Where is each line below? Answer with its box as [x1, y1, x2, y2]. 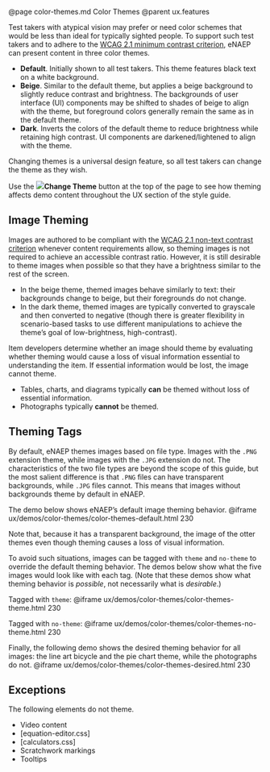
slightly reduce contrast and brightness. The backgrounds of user [19, 89, 239, 99]
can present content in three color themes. [8, 48, 151, 57]
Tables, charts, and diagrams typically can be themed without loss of [19, 384, 250, 394]
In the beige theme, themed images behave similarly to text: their [19, 284, 236, 294]
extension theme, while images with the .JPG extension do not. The [8, 454, 231, 464]
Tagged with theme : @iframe [8, 594, 102, 604]
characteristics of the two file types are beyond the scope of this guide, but [8, 463, 260, 473]
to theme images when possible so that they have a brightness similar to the [8, 260, 261, 270]
